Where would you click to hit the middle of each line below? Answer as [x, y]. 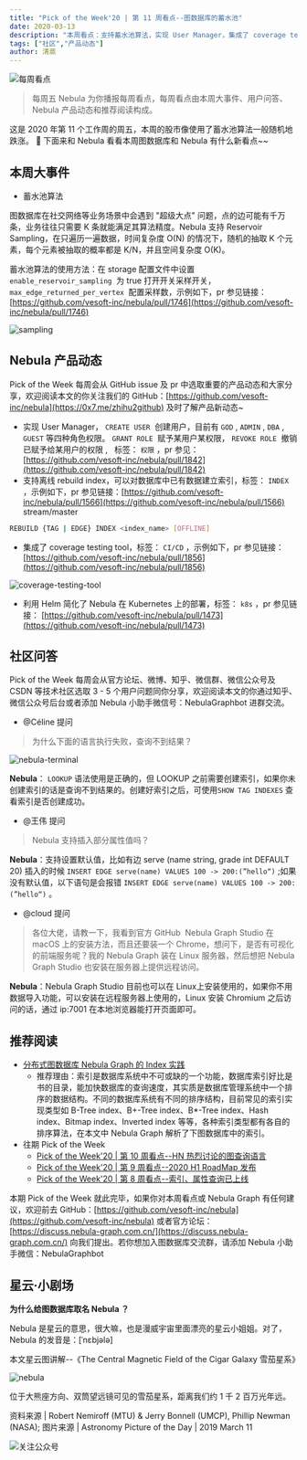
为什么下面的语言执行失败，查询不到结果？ [112, 742]
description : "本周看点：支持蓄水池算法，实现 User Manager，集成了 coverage [148, 35]
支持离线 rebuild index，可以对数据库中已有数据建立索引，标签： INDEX [156, 480]
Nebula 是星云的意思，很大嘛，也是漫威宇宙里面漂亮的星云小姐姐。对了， [148, 1328]
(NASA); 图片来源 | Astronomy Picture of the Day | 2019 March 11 [131, 1427]
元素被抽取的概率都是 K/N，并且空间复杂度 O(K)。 [135, 249]
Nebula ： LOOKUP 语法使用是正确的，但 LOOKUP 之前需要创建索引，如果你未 [153, 778]
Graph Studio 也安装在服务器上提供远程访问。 [118, 967]
